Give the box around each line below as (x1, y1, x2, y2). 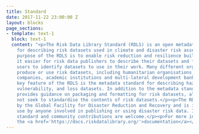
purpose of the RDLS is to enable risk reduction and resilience (17, 53, 182, 59)
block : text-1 (11, 36, 46, 42)
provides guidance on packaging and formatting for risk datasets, (17, 91, 187, 97)
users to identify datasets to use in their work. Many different (17, 63, 184, 70)
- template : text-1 (6, 31, 54, 37)
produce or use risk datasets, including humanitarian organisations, (17, 69, 195, 75)
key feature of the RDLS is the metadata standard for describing (17, 81, 184, 87)
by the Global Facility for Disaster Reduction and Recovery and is (17, 102, 190, 109)
